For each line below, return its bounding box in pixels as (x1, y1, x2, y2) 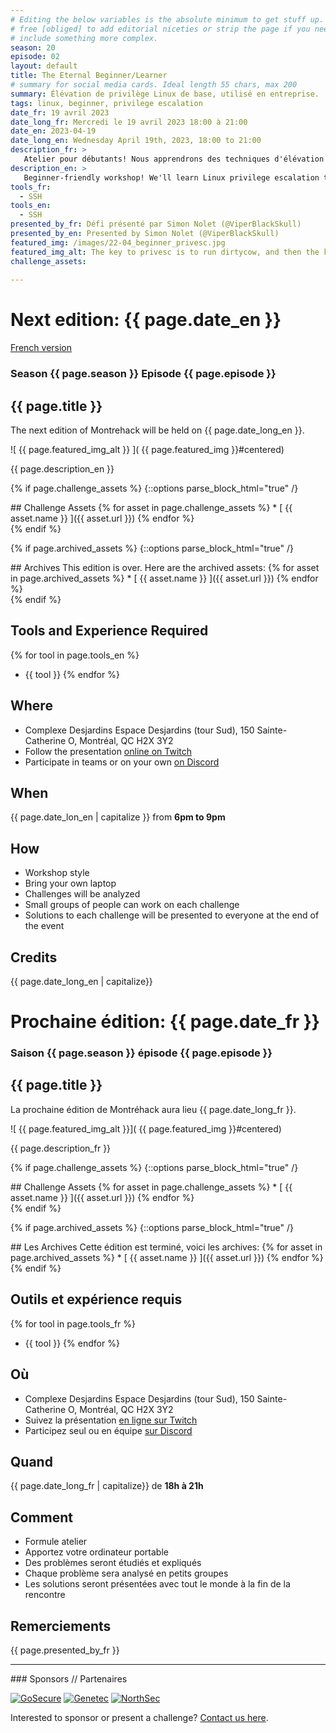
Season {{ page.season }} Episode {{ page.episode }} (10, 367, 277, 381)
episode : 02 (10, 52, 60, 62)
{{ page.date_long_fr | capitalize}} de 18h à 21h (10, 1480, 204, 1492)
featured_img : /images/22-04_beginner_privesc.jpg (10, 237, 226, 248)
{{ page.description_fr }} (10, 1142, 112, 1154)
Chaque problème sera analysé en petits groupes (24, 1567, 229, 1580)
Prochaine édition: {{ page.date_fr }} (10, 1011, 320, 1033)
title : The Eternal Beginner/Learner (10, 71, 168, 81)
